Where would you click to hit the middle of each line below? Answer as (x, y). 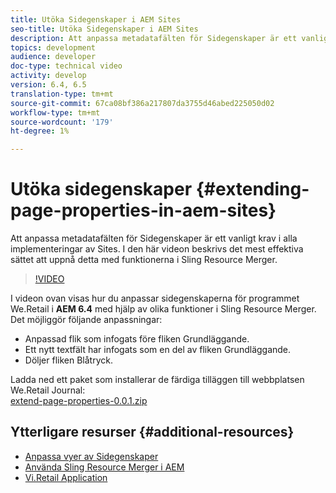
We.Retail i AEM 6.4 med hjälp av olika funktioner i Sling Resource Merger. (163, 309)
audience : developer (53, 57)
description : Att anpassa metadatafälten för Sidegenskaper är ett (154, 38)
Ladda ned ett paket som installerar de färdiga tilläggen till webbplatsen (157, 380)
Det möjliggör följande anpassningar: (86, 320)
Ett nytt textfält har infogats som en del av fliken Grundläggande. (158, 350)
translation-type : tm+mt (62, 94)
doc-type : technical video (66, 66)
